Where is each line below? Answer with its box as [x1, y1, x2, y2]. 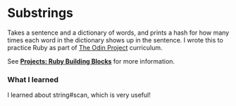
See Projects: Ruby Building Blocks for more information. [7, 57, 175, 65]
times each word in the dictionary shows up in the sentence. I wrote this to [7, 35, 223, 44]
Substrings [7, 5, 74, 21]
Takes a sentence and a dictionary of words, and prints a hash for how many [7, 28, 230, 37]
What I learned [7, 74, 58, 84]
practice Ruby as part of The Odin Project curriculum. [7, 43, 163, 52]
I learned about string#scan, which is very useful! [7, 90, 151, 100]
